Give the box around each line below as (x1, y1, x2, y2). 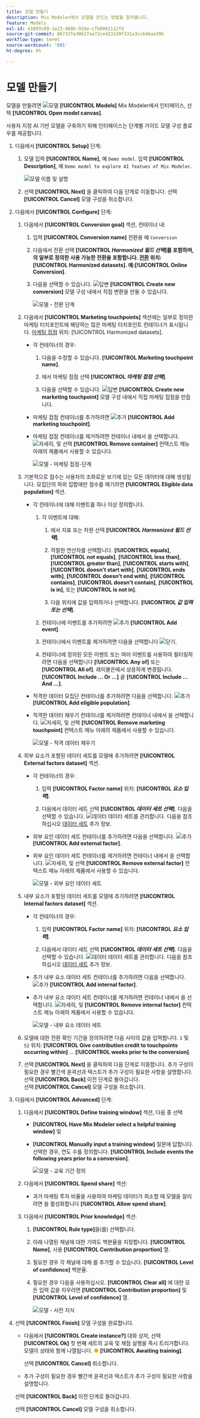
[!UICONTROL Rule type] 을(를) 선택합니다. (32, 1226, 136, 1233)
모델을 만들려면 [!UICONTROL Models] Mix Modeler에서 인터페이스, (6, 101, 186, 109)
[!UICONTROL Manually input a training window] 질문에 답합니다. (32, 1140, 193, 1148)
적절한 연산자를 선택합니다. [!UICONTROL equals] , (50, 546, 171, 553)
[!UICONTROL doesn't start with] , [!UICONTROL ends (50, 566, 186, 573)
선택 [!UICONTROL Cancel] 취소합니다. (23, 1359, 118, 1367)
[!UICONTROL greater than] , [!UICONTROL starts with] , (50, 559, 190, 567)
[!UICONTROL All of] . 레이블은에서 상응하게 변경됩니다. (41, 666, 173, 673)
